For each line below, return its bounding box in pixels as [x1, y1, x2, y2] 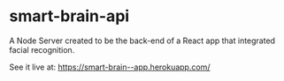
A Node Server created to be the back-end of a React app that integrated [9, 35, 276, 46]
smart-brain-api [9, 6, 130, 26]
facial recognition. [9, 44, 75, 55]
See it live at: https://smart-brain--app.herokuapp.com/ [9, 62, 211, 72]
